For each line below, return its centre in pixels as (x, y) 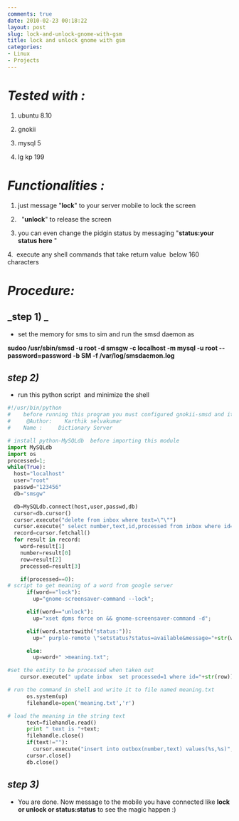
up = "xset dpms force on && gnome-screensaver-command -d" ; (122, 618)
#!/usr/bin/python (34, 408)
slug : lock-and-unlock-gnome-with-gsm (65, 34)
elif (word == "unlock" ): (60, 612)
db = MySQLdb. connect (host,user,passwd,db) (76, 507)
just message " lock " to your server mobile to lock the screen (107, 205)
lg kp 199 (31, 157)
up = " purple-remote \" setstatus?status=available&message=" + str (130, 638)
